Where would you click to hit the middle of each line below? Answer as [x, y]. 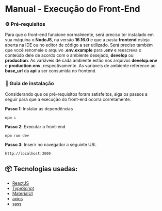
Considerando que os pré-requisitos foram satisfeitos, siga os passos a [76, 94]
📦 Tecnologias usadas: [41, 169]
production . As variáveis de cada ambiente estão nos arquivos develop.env [81, 61]
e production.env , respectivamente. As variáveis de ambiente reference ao [81, 66]
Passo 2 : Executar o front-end [35, 126]
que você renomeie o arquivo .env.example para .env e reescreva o [73, 50]
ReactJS [20, 183]
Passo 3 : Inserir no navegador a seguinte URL [51, 144]
